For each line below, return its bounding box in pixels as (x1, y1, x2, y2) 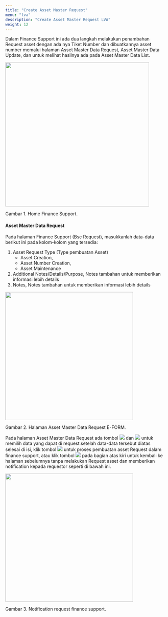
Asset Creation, (20, 255, 53, 261)
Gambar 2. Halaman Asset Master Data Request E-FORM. (5, 424, 126, 430)
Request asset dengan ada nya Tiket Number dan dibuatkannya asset (5, 42, 152, 48)
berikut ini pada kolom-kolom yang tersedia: (5, 239, 98, 245)
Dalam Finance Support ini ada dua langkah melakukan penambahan (5, 36, 150, 42)
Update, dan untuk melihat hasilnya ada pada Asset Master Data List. (5, 52, 151, 58)
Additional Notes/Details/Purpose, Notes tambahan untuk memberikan (12, 271, 161, 277)
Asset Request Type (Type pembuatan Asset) (12, 249, 109, 255)
